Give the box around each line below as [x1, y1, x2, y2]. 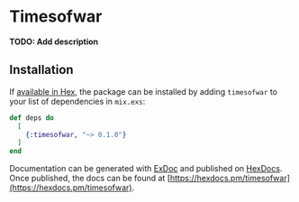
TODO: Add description [9, 36, 99, 47]
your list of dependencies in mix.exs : [9, 96, 146, 106]
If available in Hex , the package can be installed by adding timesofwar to [9, 86, 277, 96]
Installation [9, 62, 74, 78]
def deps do [9, 113, 54, 123]
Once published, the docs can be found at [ [9, 173, 171, 184]
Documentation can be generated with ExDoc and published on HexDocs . [9, 163, 283, 174]
